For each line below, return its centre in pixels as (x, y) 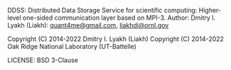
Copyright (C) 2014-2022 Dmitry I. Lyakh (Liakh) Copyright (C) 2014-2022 (116, 39)
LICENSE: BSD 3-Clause (43, 60)
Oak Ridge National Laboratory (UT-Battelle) (72, 46)
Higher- (210, 10)
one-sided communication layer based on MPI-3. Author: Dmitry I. (119, 18)
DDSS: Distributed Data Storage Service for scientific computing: (102, 10)
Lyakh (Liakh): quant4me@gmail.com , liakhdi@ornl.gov (88, 25)
